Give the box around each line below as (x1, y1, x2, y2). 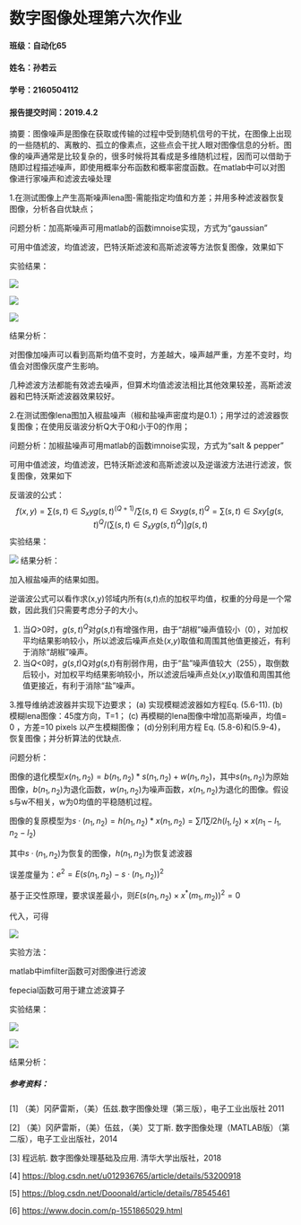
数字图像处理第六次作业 (9, 8, 183, 29)
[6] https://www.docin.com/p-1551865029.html (9, 1204, 184, 1216)
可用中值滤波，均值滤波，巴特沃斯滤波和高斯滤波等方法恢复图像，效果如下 (9, 241, 284, 252)
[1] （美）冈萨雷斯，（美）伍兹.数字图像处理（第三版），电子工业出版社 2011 (9, 1103, 285, 1114)
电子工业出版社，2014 (36, 1133, 118, 1144)
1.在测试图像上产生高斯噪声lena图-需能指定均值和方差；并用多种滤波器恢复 (9, 192, 285, 203)
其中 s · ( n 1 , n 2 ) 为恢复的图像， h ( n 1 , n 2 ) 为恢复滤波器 (9, 847, 193, 861)
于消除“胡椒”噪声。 (21, 646, 93, 657)
